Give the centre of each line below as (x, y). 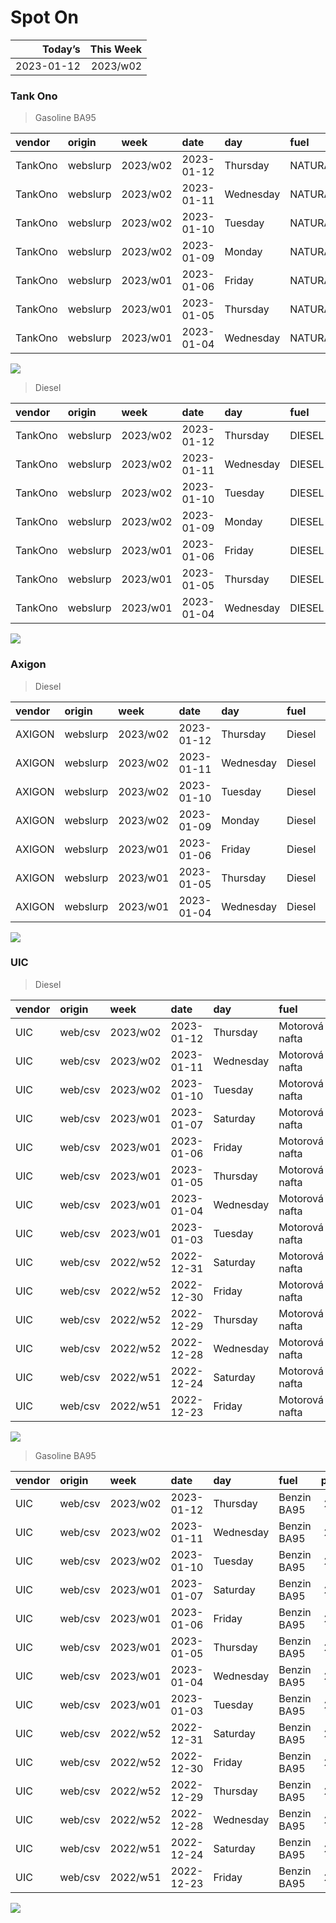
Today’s (61, 49)
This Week (116, 49)
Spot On (45, 17)
